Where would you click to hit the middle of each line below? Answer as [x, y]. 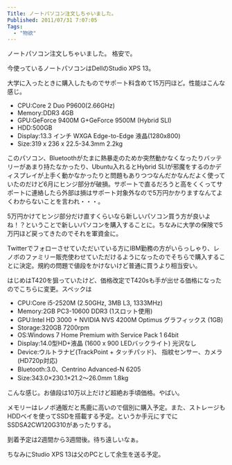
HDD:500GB [35, 128]
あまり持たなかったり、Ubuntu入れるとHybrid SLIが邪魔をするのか [121, 167]
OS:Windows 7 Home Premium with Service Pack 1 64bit [98, 335]
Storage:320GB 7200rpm [53, 328]
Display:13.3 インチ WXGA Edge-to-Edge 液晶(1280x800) [99, 136]
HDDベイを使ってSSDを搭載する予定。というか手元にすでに [93, 416]
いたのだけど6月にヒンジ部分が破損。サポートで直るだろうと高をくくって [112, 184]
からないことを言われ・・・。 [62, 201]
